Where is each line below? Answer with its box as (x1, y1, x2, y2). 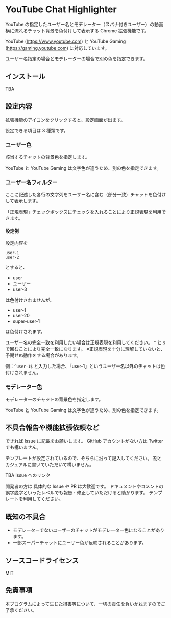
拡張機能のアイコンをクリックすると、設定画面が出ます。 (5, 117, 126, 123)
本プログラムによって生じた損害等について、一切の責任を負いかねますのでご (5, 601, 166, 607)
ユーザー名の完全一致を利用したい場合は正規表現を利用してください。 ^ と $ (5, 339, 166, 346)
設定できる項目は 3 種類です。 (5, 127, 68, 133)
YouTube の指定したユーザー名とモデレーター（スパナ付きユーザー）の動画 (5, 21, 163, 27)
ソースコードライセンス (5, 556, 79, 565)
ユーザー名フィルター (5, 179, 58, 186)
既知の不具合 (5, 512, 46, 521)
